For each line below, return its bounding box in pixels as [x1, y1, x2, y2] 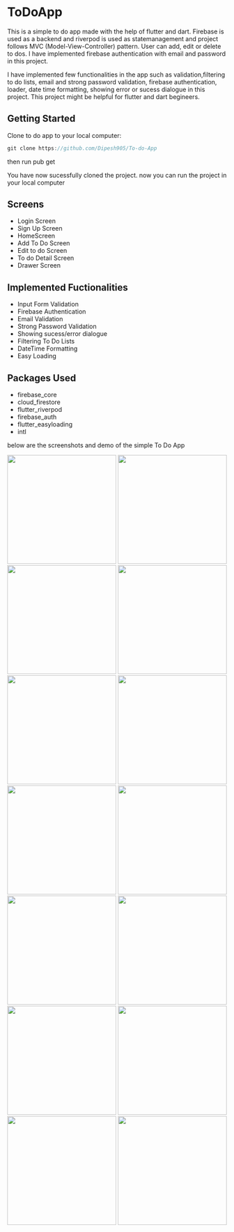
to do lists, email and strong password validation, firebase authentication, [7, 77, 217, 86]
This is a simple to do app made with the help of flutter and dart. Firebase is [7, 27, 224, 36]
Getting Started [7, 113, 76, 125]
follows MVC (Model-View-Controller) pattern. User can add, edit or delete [7, 42, 221, 50]
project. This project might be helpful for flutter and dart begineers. [7, 92, 200, 101]
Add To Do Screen [17, 239, 70, 247]
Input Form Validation [17, 300, 79, 309]
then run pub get [7, 157, 56, 166]
